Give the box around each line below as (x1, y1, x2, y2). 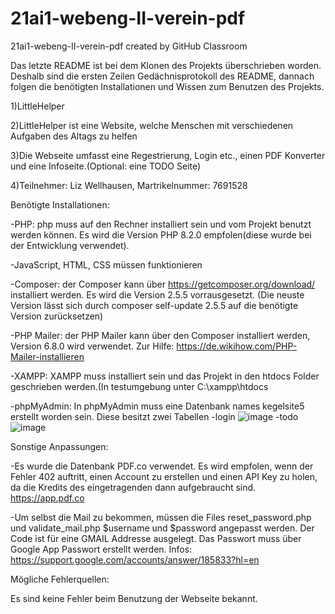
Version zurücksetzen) (10, 310, 104, 322)
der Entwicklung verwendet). (10, 239, 130, 251)
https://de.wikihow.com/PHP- (176, 340, 298, 352)
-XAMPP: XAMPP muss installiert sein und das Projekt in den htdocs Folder (10, 370, 320, 382)
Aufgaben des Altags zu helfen (10, 130, 138, 142)
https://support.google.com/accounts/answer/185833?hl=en (10, 553, 260, 566)
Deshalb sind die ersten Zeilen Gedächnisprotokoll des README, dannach (10, 70, 315, 82)
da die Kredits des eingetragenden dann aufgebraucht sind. (10, 481, 257, 493)
